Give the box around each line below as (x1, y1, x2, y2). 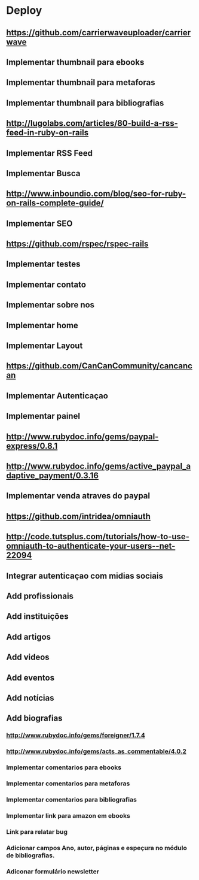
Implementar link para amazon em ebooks (6, 811, 130, 819)
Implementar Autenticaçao (6, 391, 109, 401)
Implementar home (6, 320, 79, 330)
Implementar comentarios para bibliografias (6, 795, 137, 803)
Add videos (6, 652, 50, 663)
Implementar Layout (6, 341, 83, 351)
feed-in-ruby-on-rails (6, 128, 89, 138)
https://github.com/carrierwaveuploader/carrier (6, 28, 191, 38)
